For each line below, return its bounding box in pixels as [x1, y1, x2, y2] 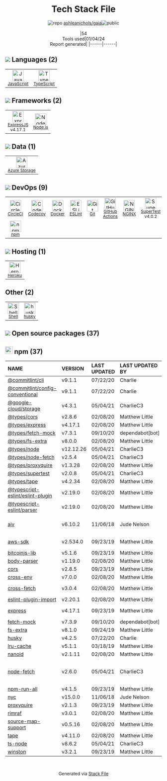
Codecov [28, 211, 46, 217]
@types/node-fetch [7, 454, 55, 461]
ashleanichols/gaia [63, 20, 102, 26]
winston [7, 748, 26, 755]
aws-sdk [7, 538, 29, 545]
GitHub [103, 209, 118, 214]
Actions [102, 214, 118, 219]
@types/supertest [7, 470, 50, 477]
